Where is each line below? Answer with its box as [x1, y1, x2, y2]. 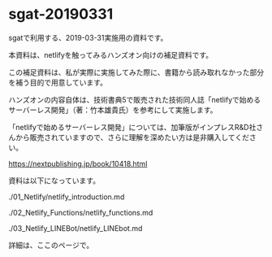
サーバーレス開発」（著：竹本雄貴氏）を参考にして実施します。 [8, 105, 218, 115]
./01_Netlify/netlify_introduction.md [8, 192, 125, 202]
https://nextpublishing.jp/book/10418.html [8, 159, 148, 168]
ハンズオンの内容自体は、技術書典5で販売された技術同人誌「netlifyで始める [8, 94, 261, 104]
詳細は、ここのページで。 [8, 240, 94, 250]
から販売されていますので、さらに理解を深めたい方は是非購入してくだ [15, 132, 250, 142]
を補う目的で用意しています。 [8, 77, 108, 87]
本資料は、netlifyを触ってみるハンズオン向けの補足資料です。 [8, 50, 214, 59]
